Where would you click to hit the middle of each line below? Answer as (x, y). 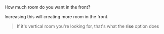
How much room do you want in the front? (48, 7)
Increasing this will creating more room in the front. (57, 17)
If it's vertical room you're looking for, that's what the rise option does (88, 26)
